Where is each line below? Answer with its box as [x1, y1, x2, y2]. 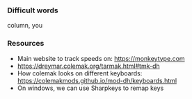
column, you [7, 21, 43, 30]
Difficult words [7, 6, 58, 15]
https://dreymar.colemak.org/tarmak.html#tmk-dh [17, 62, 160, 70]
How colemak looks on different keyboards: [17, 69, 143, 78]
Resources [7, 39, 45, 48]
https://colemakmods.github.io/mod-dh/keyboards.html [17, 76, 177, 84]
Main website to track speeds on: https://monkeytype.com [17, 54, 186, 62]
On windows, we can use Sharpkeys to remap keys [17, 84, 164, 92]
